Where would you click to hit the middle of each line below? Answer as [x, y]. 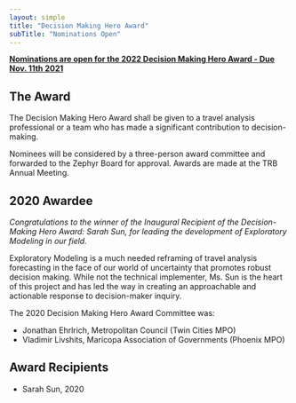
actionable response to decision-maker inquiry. [96, 296]
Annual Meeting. [39, 173]
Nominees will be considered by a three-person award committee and [137, 154]
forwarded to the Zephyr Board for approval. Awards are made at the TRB [144, 163]
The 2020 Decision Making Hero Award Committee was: [112, 313]
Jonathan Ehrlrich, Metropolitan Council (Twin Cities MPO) [129, 330]
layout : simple [37, 17]
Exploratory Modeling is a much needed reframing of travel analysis [133, 258]
